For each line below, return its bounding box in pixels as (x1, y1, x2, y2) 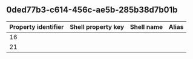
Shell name (129, 22, 163, 31)
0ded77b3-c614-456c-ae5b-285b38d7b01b (6, 5, 178, 15)
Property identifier (9, 22, 64, 31)
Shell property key (69, 22, 125, 31)
